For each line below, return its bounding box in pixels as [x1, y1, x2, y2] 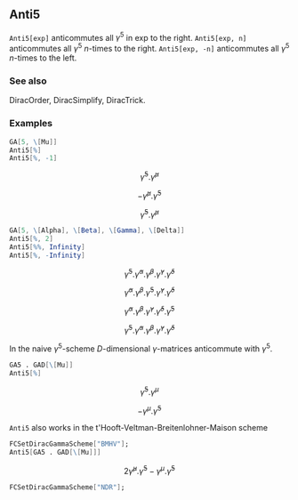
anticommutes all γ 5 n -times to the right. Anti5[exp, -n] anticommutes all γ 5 [9, 42, 290, 54]
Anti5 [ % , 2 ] [9, 235, 53, 244]
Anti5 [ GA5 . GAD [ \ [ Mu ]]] [9, 448, 101, 457]
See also [9, 75, 47, 87]
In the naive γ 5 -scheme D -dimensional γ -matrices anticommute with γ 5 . [9, 342, 273, 354]
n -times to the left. [9, 52, 77, 63]
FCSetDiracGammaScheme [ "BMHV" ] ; [9, 440, 129, 448]
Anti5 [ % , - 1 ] [9, 154, 58, 163]
